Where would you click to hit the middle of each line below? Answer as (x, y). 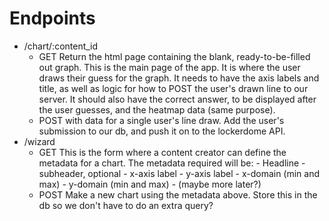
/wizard (39, 141)
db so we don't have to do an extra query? (126, 205)
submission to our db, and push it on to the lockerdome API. (162, 131)
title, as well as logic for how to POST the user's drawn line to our (173, 88)
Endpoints (52, 18)
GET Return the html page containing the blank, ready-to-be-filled (174, 56)
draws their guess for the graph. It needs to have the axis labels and (179, 78)
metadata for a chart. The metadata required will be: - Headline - (172, 163)
